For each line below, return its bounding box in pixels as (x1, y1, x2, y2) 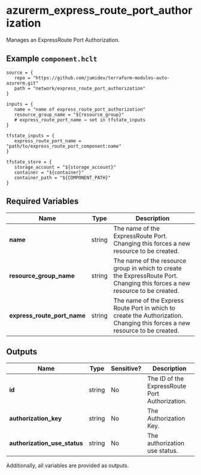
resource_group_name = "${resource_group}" (14, 112, 124, 118)
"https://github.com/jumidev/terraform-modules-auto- (32, 74, 170, 81)
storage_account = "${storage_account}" (14, 164, 117, 170)
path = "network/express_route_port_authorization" (14, 85, 146, 91)
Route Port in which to (113, 304, 175, 312)
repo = (14, 74, 31, 81)
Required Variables (6, 196, 79, 207)
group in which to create (113, 264, 182, 272)
